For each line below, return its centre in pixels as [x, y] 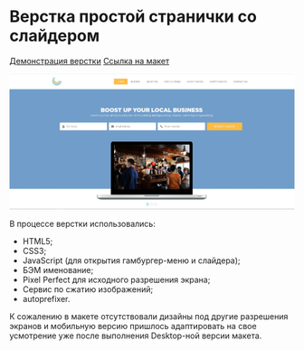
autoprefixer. [46, 299]
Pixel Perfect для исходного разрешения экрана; [116, 280]
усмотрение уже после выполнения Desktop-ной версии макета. [136, 336]
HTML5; [38, 241]
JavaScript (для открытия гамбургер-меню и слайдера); [132, 260]
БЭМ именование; [58, 270]
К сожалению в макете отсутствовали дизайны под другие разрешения [149, 317]
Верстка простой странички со [133, 17]
